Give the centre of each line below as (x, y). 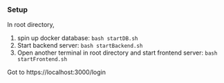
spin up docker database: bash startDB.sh (77, 38)
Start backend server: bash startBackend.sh (80, 46)
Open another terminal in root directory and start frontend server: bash (117, 53)
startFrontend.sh (42, 59)
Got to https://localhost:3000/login (56, 72)
